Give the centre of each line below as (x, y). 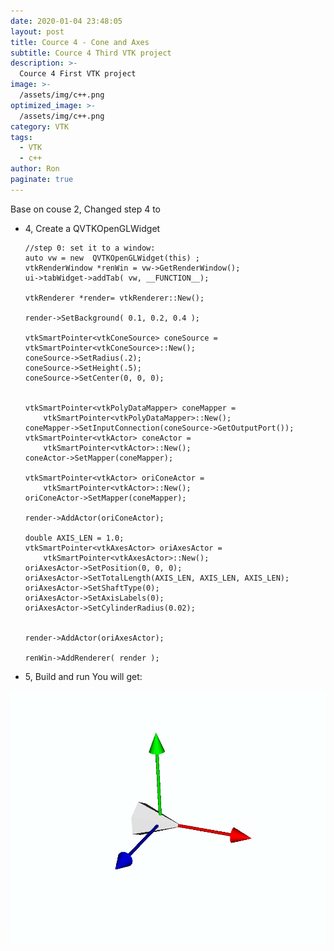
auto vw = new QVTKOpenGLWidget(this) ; (112, 258)
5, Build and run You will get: (83, 676)
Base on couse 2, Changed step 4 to (86, 209)
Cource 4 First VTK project (78, 74)
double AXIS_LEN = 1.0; (74, 538)
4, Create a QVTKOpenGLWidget (92, 228)
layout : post (37, 31)
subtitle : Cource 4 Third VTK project (91, 53)
